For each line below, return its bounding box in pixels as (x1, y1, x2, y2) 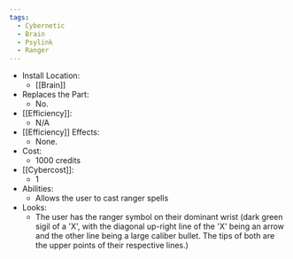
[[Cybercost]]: (21, 165, 74, 176)
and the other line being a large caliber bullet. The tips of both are (35, 231, 275, 241)
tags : (9, 12, 29, 22)
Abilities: (21, 184, 54, 194)
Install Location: (21, 70, 81, 81)
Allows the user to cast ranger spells (35, 192, 169, 204)
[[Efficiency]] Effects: (21, 127, 100, 137)
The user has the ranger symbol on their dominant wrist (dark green (35, 212, 283, 223)
